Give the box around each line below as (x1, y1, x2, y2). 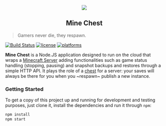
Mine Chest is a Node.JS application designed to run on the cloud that (5, 52, 151, 58)
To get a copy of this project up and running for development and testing (5, 97, 155, 103)
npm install (5, 112, 30, 117)
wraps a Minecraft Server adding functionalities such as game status (5, 57, 147, 63)
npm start (5, 116, 26, 121)
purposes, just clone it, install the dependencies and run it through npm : (5, 102, 151, 108)
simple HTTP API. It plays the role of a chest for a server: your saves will (5, 68, 154, 74)
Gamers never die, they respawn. (17, 32, 86, 38)
